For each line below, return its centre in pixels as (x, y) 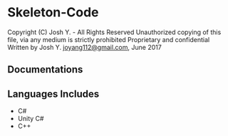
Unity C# (31, 119)
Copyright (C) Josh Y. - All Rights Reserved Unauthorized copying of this (114, 32)
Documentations (45, 69)
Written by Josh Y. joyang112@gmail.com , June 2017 (84, 47)
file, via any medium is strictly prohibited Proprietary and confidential (109, 39)
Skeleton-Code (53, 12)
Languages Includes (53, 94)
